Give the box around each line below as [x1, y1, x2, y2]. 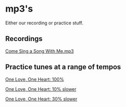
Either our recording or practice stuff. [5, 20, 83, 26]
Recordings [5, 34, 43, 43]
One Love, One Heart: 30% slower [5, 96, 78, 102]
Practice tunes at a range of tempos [5, 63, 121, 72]
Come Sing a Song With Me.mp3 [5, 48, 74, 54]
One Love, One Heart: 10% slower [5, 86, 77, 92]
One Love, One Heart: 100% [5, 76, 64, 82]
